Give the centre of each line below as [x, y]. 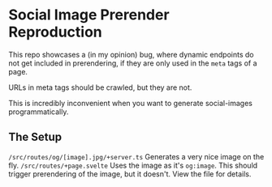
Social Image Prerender [89, 15]
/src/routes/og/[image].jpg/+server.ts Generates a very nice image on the [136, 156]
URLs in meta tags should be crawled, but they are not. [100, 87]
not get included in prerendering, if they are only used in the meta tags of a [133, 63]
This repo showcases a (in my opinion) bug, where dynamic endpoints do [131, 54]
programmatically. [39, 112]
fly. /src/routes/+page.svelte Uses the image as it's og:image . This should [133, 165]
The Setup [35, 137]
